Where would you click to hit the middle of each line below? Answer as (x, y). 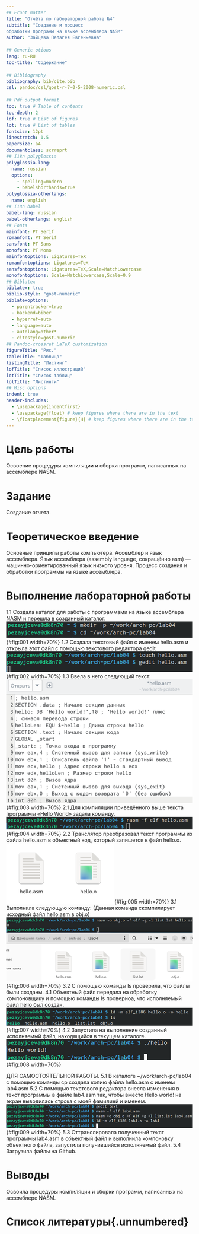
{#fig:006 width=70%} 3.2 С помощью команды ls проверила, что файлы (98, 985)
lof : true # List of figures (42, 119)
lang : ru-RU (21, 56)
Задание (29, 496)
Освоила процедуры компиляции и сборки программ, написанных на (95, 1192)
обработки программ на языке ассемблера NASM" (65, 31)
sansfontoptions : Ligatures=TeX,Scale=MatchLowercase (74, 269)
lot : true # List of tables (41, 125)
